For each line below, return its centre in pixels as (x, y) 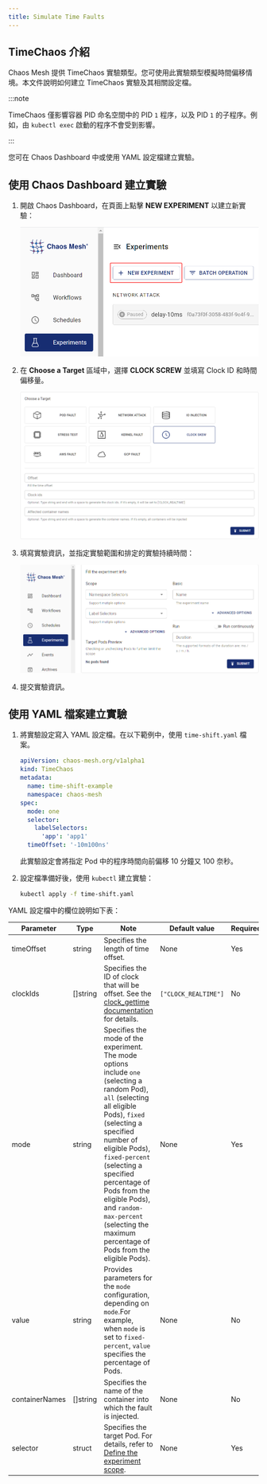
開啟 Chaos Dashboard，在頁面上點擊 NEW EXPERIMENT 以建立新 (130, 206)
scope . (115, 1469)
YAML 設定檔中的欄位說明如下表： (64, 910)
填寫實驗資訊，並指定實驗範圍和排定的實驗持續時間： (107, 553)
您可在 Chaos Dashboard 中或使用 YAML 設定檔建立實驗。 (103, 157)
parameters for (128, 1278)
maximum (120, 1233)
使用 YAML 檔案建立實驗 (68, 714)
